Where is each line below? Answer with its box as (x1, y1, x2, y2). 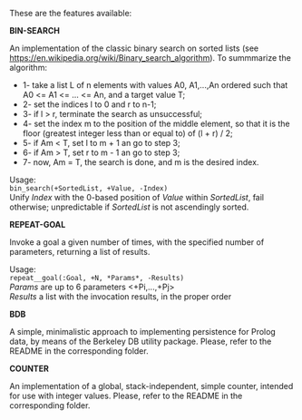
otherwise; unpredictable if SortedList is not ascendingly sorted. (9, 201, 249, 212)
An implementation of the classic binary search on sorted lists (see (9, 43, 259, 54)
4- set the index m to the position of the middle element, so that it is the (22, 118, 290, 129)
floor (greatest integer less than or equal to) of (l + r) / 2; (22, 128, 233, 139)
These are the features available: (9, 8, 132, 18)
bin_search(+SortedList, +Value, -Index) (9, 184, 169, 193)
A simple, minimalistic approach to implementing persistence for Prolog (9, 327, 277, 337)
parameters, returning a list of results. (9, 247, 151, 257)
